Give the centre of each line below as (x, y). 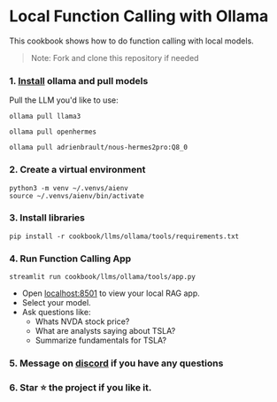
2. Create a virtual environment (77, 170)
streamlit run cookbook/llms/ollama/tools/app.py (103, 277)
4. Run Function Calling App (70, 259)
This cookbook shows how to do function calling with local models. (131, 41)
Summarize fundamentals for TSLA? (101, 340)
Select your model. (56, 303)
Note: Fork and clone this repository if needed (115, 58)
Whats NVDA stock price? (82, 321)
